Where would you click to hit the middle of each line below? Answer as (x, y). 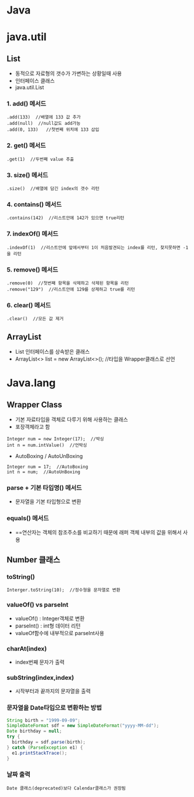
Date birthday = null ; (34, 731)
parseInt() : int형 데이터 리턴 (48, 626)
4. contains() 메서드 (34, 204)
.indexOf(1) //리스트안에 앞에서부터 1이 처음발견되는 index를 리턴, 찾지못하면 (93, 247)
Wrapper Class (34, 404)
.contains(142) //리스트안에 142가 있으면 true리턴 (66, 218)
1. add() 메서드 (26, 104)
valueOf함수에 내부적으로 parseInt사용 (59, 633)
